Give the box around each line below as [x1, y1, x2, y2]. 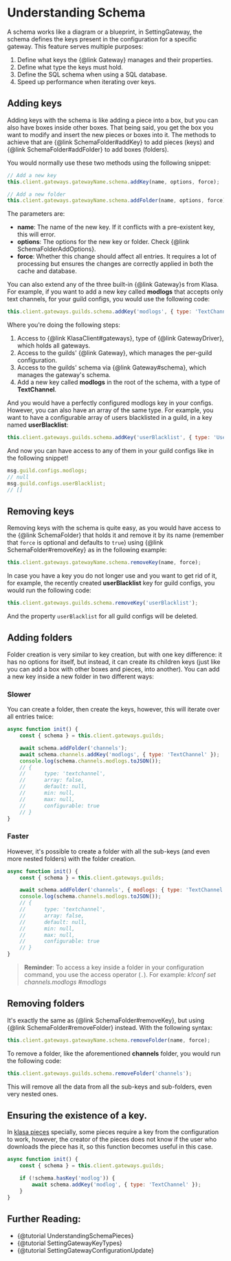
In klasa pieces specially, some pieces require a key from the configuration [7, 1128, 219, 1136]
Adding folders [7, 632, 73, 644]
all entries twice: [7, 712, 54, 721]
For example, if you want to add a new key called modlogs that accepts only [7, 287, 223, 296]
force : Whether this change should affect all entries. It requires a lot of [16, 252, 217, 261]
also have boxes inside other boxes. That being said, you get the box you [7, 123, 214, 132]
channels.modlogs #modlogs [23, 978, 107, 987]
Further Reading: [7, 1213, 81, 1225]
